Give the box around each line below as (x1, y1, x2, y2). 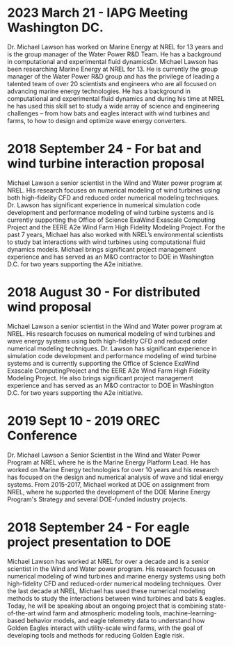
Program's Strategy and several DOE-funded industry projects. (7, 495, 188, 503)
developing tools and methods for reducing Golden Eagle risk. (7, 631, 184, 639)
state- (209, 601, 227, 610)
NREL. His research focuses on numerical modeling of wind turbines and (7, 329, 216, 338)
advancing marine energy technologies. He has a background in (7, 87, 191, 95)
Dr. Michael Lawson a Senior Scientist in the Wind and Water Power (7, 451, 200, 459)
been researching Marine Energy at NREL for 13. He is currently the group (7, 65, 218, 73)
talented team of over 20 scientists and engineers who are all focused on (7, 79, 217, 88)
